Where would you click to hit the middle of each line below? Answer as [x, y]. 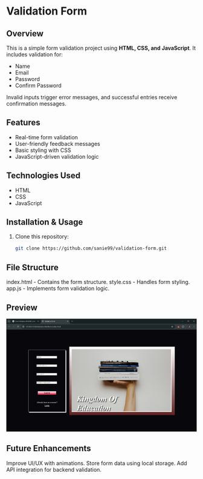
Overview [25, 34]
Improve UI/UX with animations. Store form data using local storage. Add [97, 463]
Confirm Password [38, 85]
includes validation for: [35, 55]
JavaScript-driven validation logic [57, 156]
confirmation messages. [36, 104]
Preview [22, 307]
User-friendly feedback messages [58, 144]
